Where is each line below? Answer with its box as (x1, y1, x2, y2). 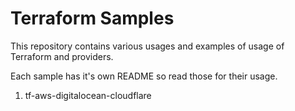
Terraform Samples (10, 7, 175, 30)
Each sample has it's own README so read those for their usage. (10, 70, 278, 82)
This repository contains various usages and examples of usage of (10, 40, 285, 52)
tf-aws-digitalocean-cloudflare (24, 89, 152, 101)
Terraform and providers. (10, 50, 114, 62)
